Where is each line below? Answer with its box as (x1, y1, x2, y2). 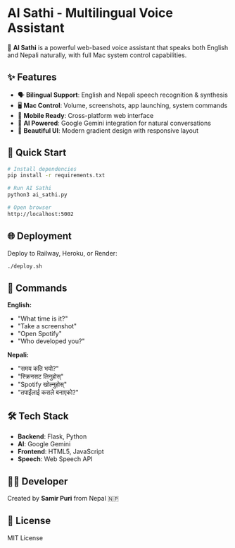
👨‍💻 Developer (7, 475, 68, 487)
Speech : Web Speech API (17, 455, 93, 463)
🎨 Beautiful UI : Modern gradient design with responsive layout (17, 126, 199, 135)
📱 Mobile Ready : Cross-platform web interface (17, 111, 154, 119)
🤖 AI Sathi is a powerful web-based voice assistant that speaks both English (7, 43, 229, 52)
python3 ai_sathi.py (7, 191, 68, 198)
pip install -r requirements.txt (7, 172, 106, 179)
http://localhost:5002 (7, 210, 74, 218)
